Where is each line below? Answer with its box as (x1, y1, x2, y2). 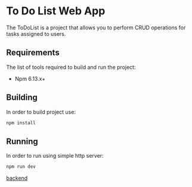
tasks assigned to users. (6, 30, 66, 37)
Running (6, 136, 39, 146)
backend (6, 174, 28, 182)
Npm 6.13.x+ (14, 75, 46, 82)
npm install (6, 119, 36, 126)
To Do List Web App (6, 4, 106, 18)
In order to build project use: (6, 108, 76, 115)
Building (6, 93, 38, 103)
